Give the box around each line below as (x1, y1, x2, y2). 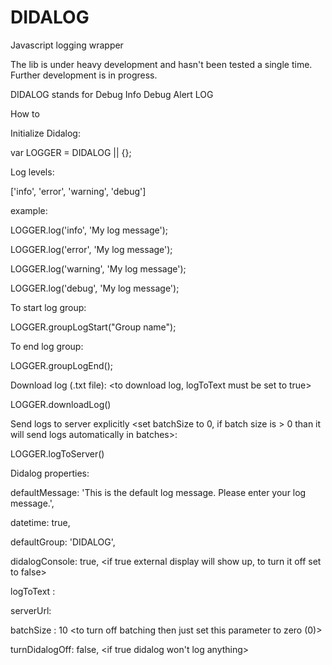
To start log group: (10, 301, 87, 313)
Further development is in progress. (10, 69, 158, 81)
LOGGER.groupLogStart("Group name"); (10, 321, 177, 333)
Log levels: (10, 166, 55, 178)
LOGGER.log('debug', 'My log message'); (10, 282, 180, 294)
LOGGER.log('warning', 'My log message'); (10, 262, 187, 275)
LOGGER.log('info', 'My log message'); (10, 224, 169, 236)
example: (10, 204, 48, 216)
